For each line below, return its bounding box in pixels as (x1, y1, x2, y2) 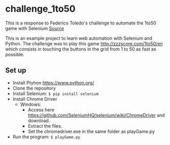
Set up (5, 66, 26, 75)
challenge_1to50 (5, 3, 76, 15)
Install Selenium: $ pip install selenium (12, 90, 99, 97)
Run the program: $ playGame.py (12, 133, 80, 140)
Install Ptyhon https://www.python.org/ (12, 79, 94, 85)
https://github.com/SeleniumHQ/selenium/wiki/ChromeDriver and (27, 112, 165, 118)
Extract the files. (27, 123, 63, 129)
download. (27, 118, 50, 124)
